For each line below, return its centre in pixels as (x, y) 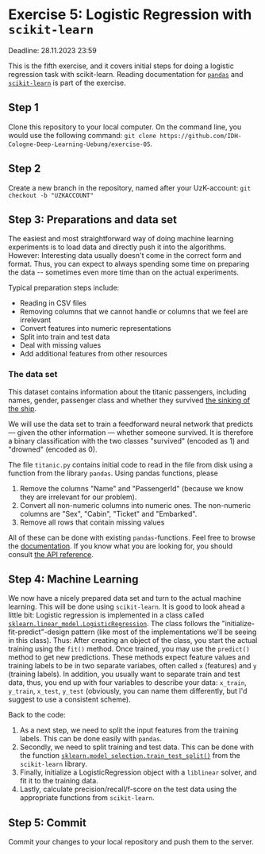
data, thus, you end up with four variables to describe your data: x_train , (128, 683)
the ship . (23, 408)
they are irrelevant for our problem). (78, 497)
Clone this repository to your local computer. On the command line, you (125, 127)
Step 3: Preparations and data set (92, 219)
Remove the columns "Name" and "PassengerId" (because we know (132, 488)
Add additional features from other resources (94, 354)
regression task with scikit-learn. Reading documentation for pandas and (126, 74)
